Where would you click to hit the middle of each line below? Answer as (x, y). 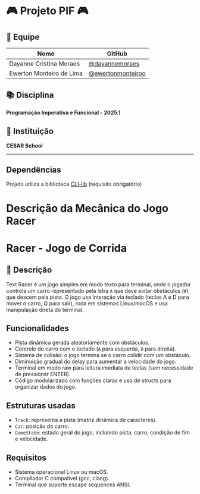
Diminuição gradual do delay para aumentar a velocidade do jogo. (96, 362)
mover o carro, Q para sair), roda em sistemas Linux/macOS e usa (87, 303)
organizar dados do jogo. (46, 387)
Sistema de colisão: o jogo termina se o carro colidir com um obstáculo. (103, 355)
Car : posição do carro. (42, 426)
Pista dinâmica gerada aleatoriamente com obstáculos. (82, 343)
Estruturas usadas (41, 406)
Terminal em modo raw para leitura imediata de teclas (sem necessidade (104, 368)
